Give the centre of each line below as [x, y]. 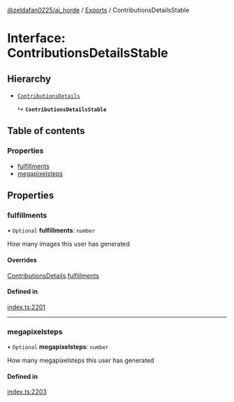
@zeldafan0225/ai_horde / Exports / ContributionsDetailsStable [98, 10]
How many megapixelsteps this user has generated [81, 360]
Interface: [37, 38]
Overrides [22, 260]
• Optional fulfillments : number [51, 230]
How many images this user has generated [69, 244]
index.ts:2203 [27, 392]
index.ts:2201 [26, 307]
